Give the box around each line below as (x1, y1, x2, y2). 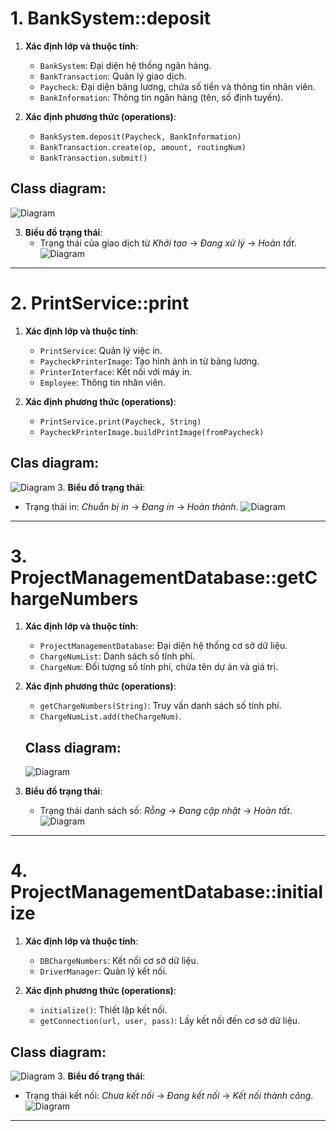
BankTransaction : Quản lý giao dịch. (39, 70, 187, 82)
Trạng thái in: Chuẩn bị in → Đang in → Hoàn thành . (24, 500, 239, 512)
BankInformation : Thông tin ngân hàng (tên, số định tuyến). (39, 91, 284, 103)
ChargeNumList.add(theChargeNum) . (39, 710, 182, 722)
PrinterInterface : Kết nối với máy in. (39, 365, 193, 377)
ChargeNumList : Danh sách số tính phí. (39, 650, 196, 662)
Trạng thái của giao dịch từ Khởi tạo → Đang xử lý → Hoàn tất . (39, 237, 297, 249)
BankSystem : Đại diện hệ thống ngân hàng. (39, 59, 212, 71)
